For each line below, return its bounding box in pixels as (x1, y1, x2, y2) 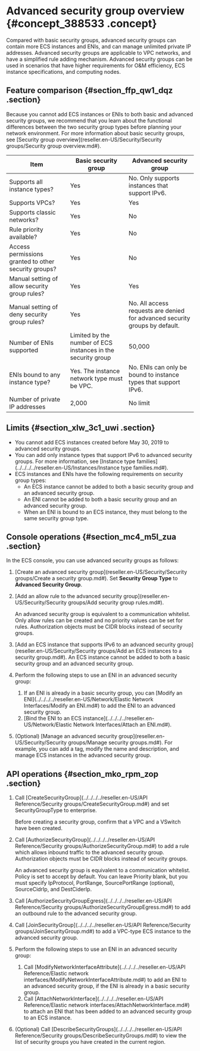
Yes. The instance (70, 366, 120, 375)
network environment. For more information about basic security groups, (6, 129, 185, 136)
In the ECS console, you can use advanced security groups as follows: (6, 557, 179, 564)
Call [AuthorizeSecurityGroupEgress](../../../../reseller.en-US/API (14, 897, 172, 904)
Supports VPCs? (9, 198, 55, 207)
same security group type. (23, 514, 89, 522)
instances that (129, 181, 168, 189)
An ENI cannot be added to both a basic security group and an (23, 496, 177, 503)
